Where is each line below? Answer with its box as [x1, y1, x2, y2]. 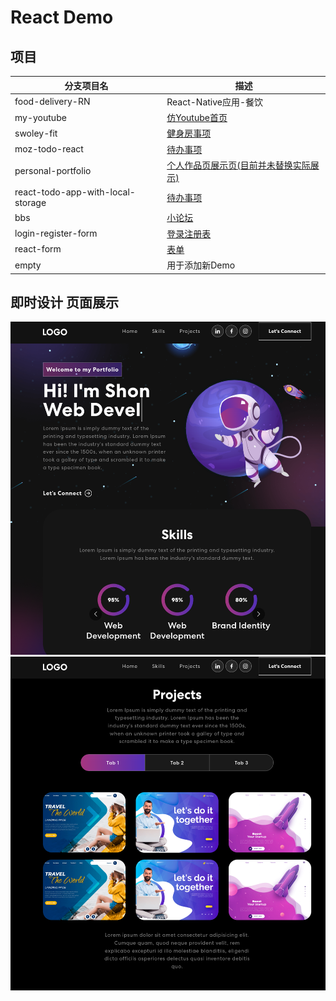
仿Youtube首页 [166, 112, 228, 123]
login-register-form [14, 227, 98, 239]
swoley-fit [14, 127, 58, 139]
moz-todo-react [14, 143, 84, 155]
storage [14, 197, 47, 208]
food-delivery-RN [14, 96, 91, 108]
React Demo [10, 6, 114, 29]
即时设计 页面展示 [10, 294, 119, 311]
